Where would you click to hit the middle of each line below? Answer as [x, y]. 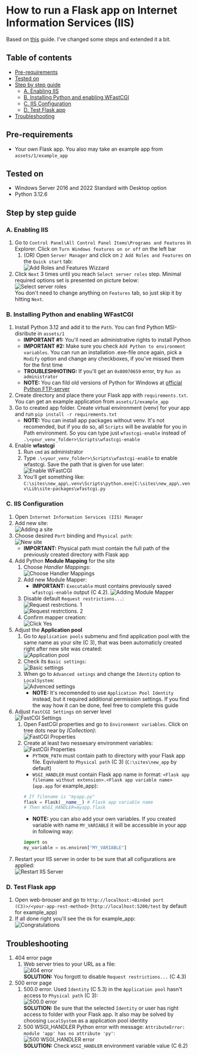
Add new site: [31, 523]
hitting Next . [29, 299]
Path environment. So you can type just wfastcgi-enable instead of [105, 433]
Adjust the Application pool [48, 630]
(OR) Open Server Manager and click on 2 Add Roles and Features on [107, 255]
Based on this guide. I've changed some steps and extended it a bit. [88, 39]
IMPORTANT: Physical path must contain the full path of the [96, 548]
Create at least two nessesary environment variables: [88, 743]
